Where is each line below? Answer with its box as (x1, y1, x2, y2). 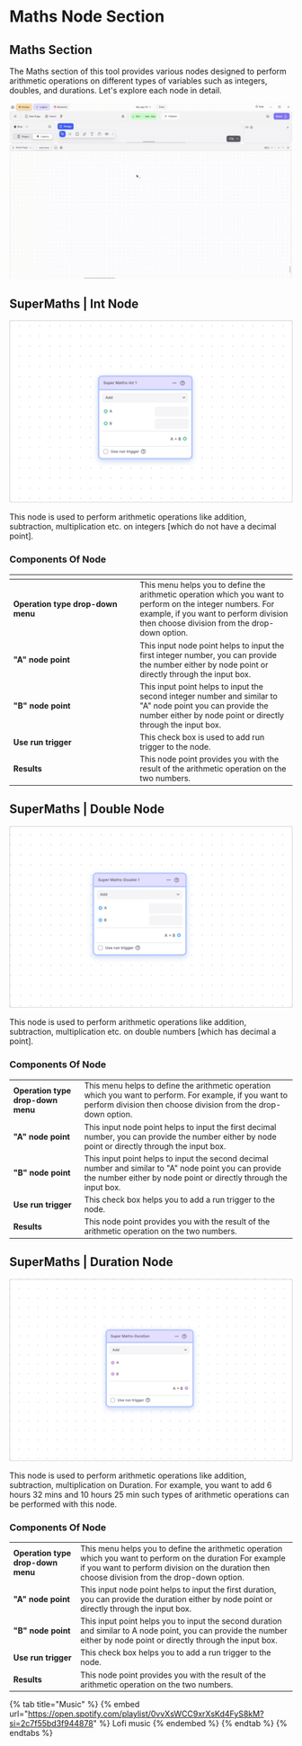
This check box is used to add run (139, 732, 265, 743)
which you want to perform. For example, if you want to (84, 1090, 289, 1100)
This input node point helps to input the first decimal (84, 1121, 277, 1132)
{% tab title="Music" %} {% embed (9, 1699, 140, 1710)
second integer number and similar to (139, 690, 279, 701)
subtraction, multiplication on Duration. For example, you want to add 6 (9, 1479, 272, 1490)
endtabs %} (9, 1728, 54, 1739)
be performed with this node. (9, 1499, 118, 1510)
